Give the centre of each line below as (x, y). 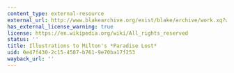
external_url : (28, 20)
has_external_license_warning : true (60, 26)
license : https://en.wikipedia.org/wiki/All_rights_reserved (98, 33)
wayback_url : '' (31, 59)
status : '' (23, 40)
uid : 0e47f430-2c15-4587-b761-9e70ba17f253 (71, 53)
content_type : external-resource (56, 14)
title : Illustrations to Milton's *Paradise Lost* (82, 46)
